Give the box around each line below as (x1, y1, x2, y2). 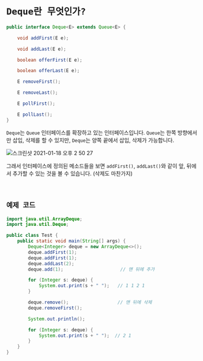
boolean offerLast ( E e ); (17, 68, 80, 74)
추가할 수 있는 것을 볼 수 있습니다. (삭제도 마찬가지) (12, 170, 133, 177)
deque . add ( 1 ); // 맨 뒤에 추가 (28, 266, 155, 273)
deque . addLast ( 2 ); (28, 260, 75, 267)
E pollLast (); (17, 111, 53, 118)
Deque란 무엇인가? (6, 6, 86, 18)
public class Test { (6, 233, 59, 239)
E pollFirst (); (17, 101, 56, 107)
